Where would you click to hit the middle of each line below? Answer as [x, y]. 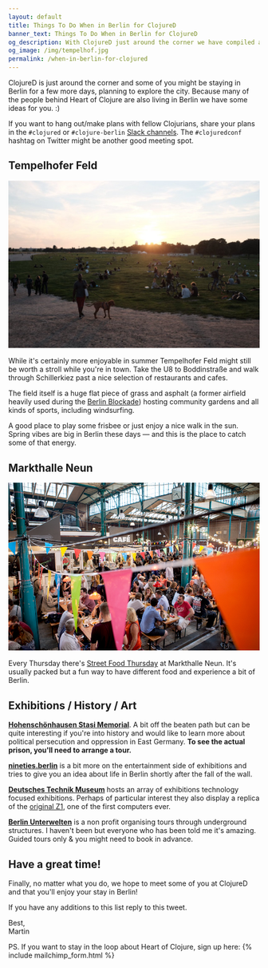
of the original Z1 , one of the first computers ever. [90, 807]
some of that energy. [43, 442]
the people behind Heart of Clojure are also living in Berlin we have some [128, 99]
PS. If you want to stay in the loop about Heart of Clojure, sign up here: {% [130, 946]
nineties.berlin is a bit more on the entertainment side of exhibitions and [128, 766]
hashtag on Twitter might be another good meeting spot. [101, 141]
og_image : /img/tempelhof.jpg [59, 51]
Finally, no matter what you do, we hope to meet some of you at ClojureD [128, 883]
